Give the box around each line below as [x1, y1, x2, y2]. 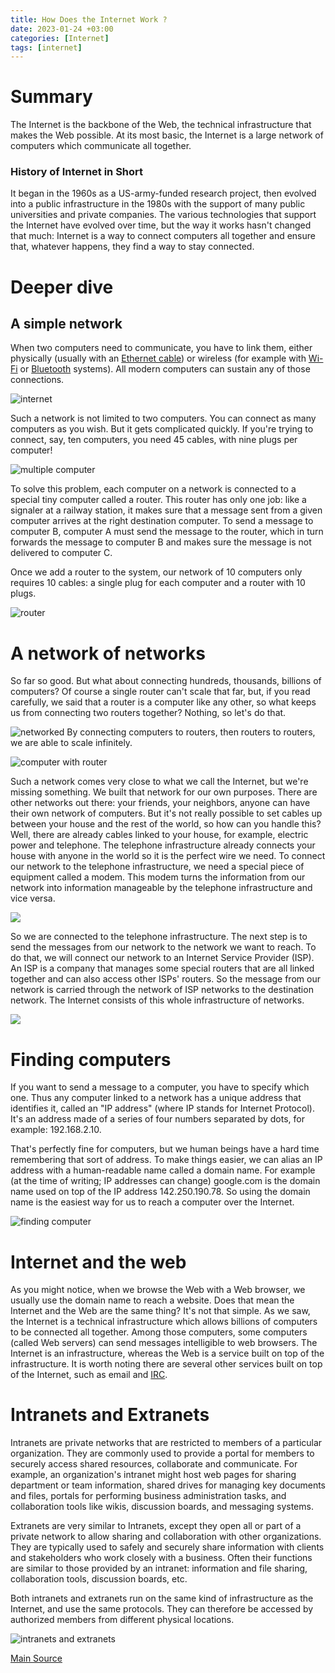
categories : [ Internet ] [10, 33, 110, 43]
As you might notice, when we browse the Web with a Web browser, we [10, 1284, 306, 1296]
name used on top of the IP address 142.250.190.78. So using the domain [10, 1186, 311, 1198]
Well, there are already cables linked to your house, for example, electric [10, 829, 309, 841]
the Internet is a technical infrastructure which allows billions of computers [10, 1316, 318, 1328]
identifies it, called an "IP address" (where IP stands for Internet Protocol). [10, 1102, 315, 1115]
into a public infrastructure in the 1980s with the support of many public [10, 198, 306, 210]
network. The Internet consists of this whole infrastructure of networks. [10, 994, 305, 1006]
